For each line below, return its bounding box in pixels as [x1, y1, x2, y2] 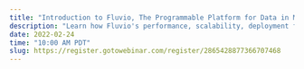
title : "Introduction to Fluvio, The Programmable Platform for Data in [9, 13, 290, 22]
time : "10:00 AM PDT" [9, 38, 91, 47]
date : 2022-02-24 [9, 30, 75, 39]
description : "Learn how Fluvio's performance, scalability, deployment [9, 22, 290, 30]
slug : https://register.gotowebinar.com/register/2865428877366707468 [9, 47, 281, 56]
